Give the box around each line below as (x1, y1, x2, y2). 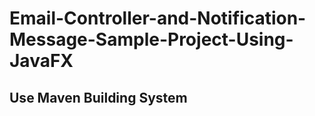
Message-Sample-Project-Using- (9, 28, 294, 51)
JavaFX (9, 50, 74, 72)
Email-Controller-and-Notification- (9, 7, 307, 30)
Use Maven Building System (9, 89, 188, 106)
